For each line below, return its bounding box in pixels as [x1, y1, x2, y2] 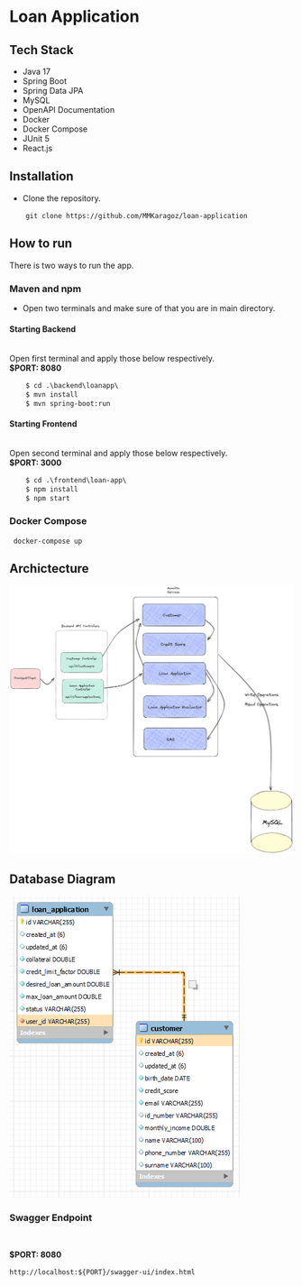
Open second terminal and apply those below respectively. [9, 448, 228, 459]
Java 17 [22, 66, 51, 77]
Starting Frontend [9, 418, 78, 429]
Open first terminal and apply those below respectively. [9, 354, 215, 364]
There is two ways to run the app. [9, 260, 134, 271]
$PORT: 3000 [9, 457, 62, 468]
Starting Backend [9, 323, 77, 335]
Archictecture [9, 561, 89, 576]
